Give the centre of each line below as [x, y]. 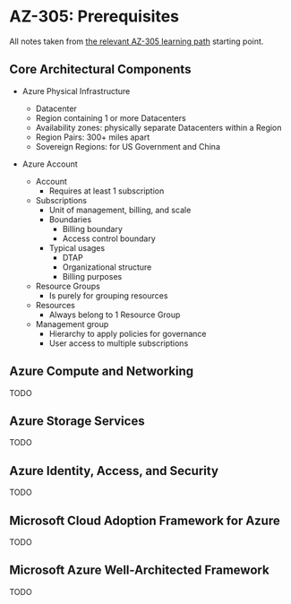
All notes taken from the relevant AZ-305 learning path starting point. [137, 41]
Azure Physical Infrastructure [76, 91]
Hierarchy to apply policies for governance [128, 333]
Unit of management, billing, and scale [120, 210]
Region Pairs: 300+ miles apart [93, 137]
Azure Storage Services [77, 421]
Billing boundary [93, 229]
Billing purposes [92, 276]
